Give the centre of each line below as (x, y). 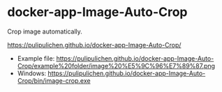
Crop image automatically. (45, 31)
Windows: (32, 73)
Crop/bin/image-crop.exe (54, 80)
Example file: (36, 58)
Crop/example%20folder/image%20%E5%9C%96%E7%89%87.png (116, 66)
